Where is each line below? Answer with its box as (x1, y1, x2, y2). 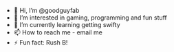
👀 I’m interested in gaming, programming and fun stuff (13, 14, 167, 22)
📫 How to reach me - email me (13, 28, 103, 36)
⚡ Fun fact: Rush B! (13, 38, 68, 47)
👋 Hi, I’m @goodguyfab (13, 7, 80, 14)
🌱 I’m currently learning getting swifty (13, 21, 120, 28)
